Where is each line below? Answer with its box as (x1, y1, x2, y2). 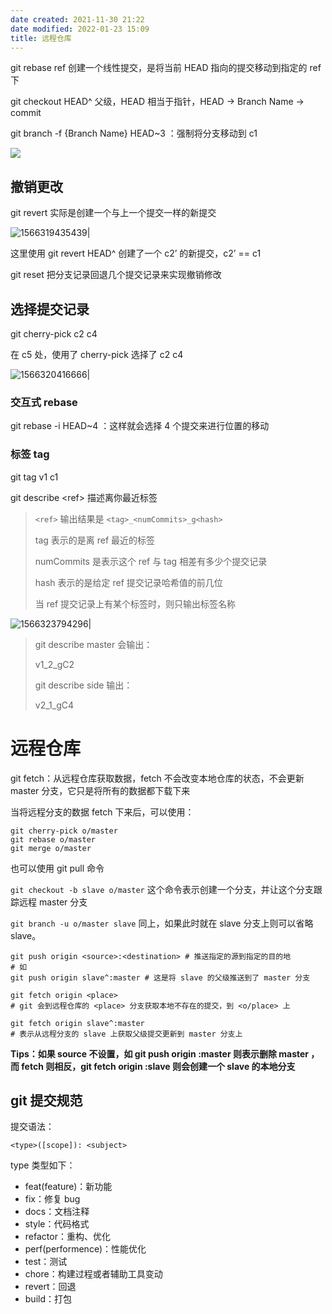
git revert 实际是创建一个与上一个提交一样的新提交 (10, 207, 217, 219)
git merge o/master (10, 843, 92, 853)
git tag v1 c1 (10, 471, 59, 483)
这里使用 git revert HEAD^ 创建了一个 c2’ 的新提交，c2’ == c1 (10, 247, 262, 260)
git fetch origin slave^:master (10, 1018, 145, 1028)
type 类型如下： (10, 1159, 76, 1171)
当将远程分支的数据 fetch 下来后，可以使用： (10, 806, 195, 818)
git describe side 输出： (34, 679, 133, 691)
